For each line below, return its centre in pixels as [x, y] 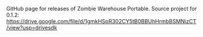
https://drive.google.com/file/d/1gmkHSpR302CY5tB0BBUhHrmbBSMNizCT [101, 21]
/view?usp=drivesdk [32, 27]
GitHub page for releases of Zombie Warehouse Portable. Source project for [102, 9]
